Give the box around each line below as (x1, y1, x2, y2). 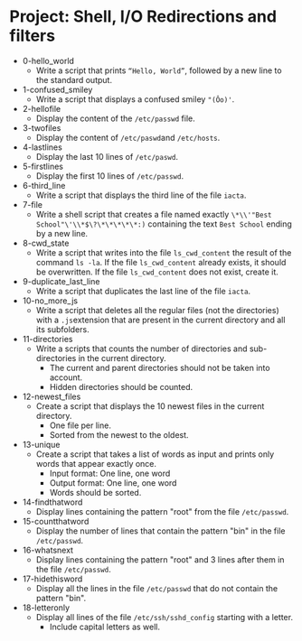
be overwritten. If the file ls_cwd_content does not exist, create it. (35, 266, 278, 277)
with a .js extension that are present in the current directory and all (35, 314, 286, 325)
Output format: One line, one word (49, 477, 177, 488)
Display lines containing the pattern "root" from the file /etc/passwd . (35, 506, 289, 516)
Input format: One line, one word (49, 468, 171, 478)
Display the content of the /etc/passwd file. (35, 113, 196, 124)
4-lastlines (22, 142, 63, 153)
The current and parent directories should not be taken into (49, 362, 270, 373)
